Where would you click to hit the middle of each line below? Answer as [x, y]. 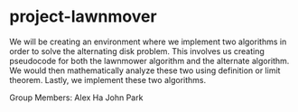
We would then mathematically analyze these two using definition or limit [145, 70]
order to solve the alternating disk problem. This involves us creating [137, 51]
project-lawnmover [83, 17]
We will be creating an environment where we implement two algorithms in [148, 42]
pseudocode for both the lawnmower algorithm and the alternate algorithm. [149, 61]
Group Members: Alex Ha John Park [76, 98]
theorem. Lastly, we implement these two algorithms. [107, 79]
